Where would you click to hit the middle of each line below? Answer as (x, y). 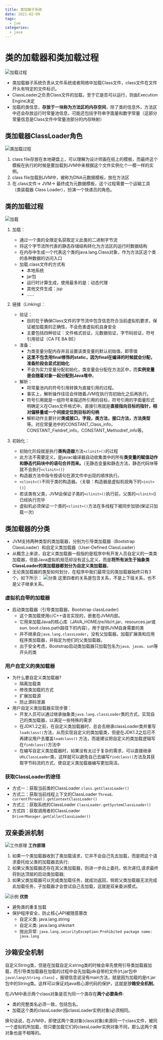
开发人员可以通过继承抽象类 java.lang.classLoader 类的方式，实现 (85, 714)
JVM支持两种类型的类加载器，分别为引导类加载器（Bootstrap (73, 541)
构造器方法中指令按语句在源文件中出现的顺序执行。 (71, 475)
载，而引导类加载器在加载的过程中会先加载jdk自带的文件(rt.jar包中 (71, 971)
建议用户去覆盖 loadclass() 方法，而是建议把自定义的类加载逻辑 (88, 738)
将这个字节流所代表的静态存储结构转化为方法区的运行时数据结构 (83, 246)
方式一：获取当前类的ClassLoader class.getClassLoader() (71, 788)
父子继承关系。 (31, 584)
